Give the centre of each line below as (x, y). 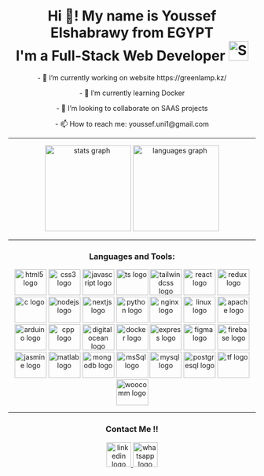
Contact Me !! (132, 430)
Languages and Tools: (132, 256)
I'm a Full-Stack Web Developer (120, 56)
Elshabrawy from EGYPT (132, 33)
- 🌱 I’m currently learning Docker (132, 93)
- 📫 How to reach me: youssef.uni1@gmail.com (132, 124)
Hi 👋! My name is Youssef (132, 16)
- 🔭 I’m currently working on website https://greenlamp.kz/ (132, 77)
